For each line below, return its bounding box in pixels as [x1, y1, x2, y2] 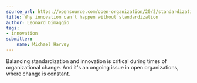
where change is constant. [6, 70, 70, 77]
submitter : [6, 36, 33, 42]
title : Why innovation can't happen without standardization [6, 14, 159, 20]
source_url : [6, 8, 35, 15]
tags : [6, 25, 19, 31]
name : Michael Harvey [16, 42, 69, 48]
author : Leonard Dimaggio [6, 19, 69, 25]
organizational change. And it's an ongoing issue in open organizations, [6, 64, 179, 71]
